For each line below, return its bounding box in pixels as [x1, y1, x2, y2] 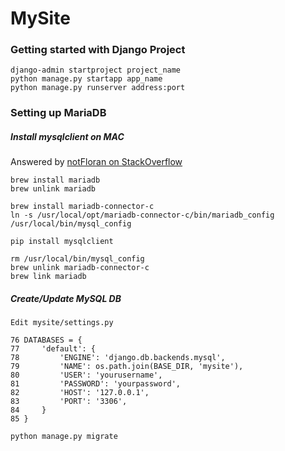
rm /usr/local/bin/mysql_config [10, 254, 145, 264]
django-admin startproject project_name [10, 65, 182, 76]
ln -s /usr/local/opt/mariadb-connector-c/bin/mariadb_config [10, 210, 275, 221]
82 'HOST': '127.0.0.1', [10, 388, 150, 398]
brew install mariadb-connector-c [10, 202, 155, 212]
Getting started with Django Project [10, 43, 186, 57]
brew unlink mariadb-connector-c [10, 263, 150, 273]
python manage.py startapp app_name [10, 74, 163, 84]
